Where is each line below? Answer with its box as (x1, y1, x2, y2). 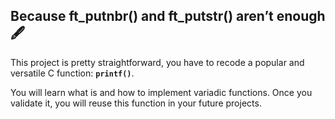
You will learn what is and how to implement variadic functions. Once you (10, 86, 313, 98)
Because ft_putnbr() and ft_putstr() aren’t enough (10, 8, 326, 25)
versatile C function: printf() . (10, 67, 135, 79)
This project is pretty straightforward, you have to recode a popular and (10, 56, 305, 68)
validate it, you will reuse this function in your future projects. (10, 97, 262, 109)
